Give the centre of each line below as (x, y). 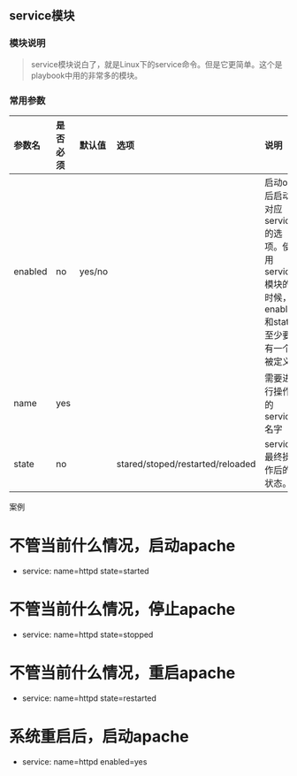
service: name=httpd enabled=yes (84, 761)
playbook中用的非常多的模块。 (87, 75)
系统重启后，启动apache (99, 736)
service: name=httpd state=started (85, 571)
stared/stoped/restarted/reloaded (186, 464)
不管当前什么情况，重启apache (122, 673)
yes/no (94, 271)
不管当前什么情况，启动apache (122, 546)
